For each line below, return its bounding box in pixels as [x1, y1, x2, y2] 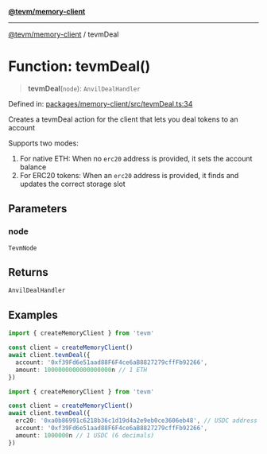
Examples [8, 308, 58, 321]
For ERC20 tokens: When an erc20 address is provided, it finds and [19, 170, 239, 180]
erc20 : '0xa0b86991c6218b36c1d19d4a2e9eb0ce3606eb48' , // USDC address [15, 417, 258, 425]
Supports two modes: [8, 138, 79, 148]
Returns [8, 266, 49, 279]
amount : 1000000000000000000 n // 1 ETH [15, 366, 148, 374]
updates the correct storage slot [19, 179, 126, 188]
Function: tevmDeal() [8, 57, 151, 76]
